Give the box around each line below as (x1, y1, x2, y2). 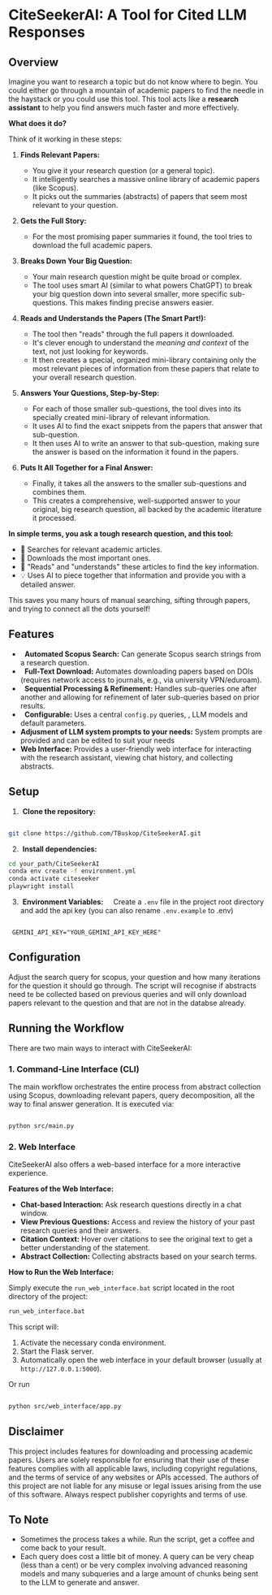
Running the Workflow (8, 1021, 124, 1035)
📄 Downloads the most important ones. (19, 553, 151, 562)
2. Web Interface (8, 1141, 76, 1152)
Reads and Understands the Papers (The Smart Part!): (19, 314, 206, 323)
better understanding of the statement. (19, 1243, 150, 1253)
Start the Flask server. (19, 1346, 95, 1356)
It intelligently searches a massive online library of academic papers (32, 175, 260, 184)
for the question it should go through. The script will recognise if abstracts (8, 981, 257, 990)
